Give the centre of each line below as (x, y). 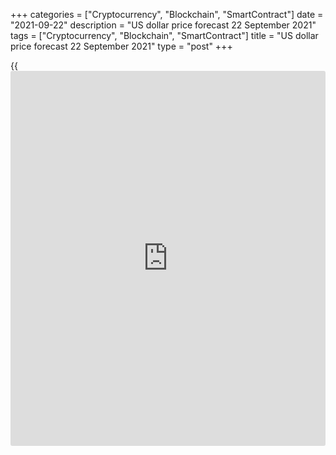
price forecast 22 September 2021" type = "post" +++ (121, 46)
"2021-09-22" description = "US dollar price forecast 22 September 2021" (163, 25)
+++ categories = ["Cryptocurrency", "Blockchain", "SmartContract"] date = (167, 14)
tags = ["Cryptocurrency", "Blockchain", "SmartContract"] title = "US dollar (164, 35)
